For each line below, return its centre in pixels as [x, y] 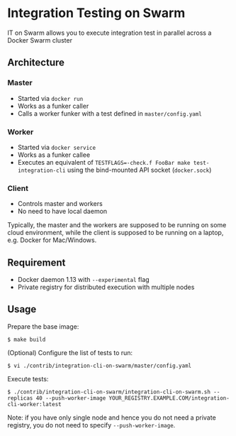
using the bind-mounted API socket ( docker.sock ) [139, 170]
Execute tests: [28, 378]
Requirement [36, 262]
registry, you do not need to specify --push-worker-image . [91, 425]
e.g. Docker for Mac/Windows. [52, 240]
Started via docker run [50, 98]
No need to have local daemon [62, 212]
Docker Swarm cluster [40, 40]
